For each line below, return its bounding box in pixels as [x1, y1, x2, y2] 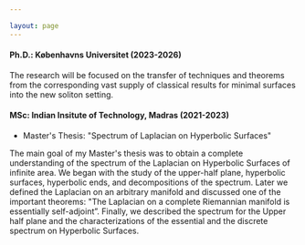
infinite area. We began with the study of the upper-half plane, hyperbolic [9, 168, 286, 179]
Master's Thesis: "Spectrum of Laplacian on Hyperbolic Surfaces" [22, 130, 272, 141]
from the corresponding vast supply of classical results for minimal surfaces [9, 79, 297, 90]
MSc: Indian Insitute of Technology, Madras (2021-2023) [9, 110, 230, 121]
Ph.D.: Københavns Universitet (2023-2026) [9, 49, 182, 60]
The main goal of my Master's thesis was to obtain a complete [9, 148, 244, 159]
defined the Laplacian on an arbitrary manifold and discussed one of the [9, 187, 281, 198]
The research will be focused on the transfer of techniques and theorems [9, 69, 285, 80]
